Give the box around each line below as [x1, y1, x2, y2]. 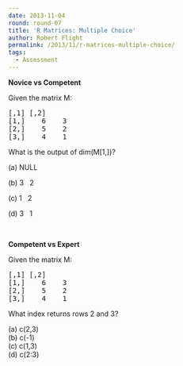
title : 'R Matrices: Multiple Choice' [8, 26, 136, 34]
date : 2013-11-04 [8, 11, 66, 20]
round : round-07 [8, 19, 62, 27]
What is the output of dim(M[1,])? [8, 147, 116, 156]
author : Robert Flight [8, 33, 83, 42]
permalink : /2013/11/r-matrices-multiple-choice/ [8, 41, 176, 49]
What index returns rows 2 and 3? [8, 309, 119, 318]
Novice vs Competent [8, 77, 82, 87]
